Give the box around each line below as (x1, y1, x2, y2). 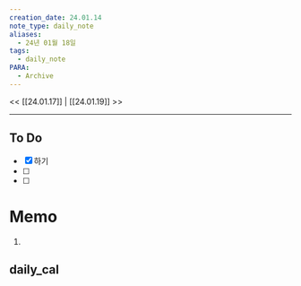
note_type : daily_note (9, 22, 94, 30)
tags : (9, 47, 30, 56)
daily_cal (9, 262, 60, 277)
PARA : (9, 64, 30, 73)
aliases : (9, 30, 42, 39)
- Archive (17, 72, 54, 81)
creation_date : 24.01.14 (9, 13, 102, 22)
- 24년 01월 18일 (17, 38, 76, 48)
